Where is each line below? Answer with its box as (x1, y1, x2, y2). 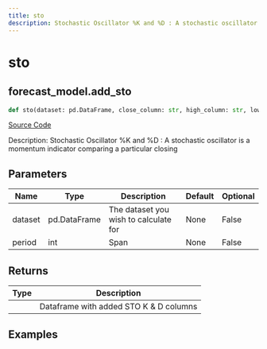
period (12, 237, 37, 248)
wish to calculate (108, 214, 172, 225)
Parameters (8, 167, 68, 180)
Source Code (8, 120, 52, 130)
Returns (8, 264, 49, 277)
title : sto (8, 11, 44, 20)
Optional (221, 191, 255, 202)
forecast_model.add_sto (8, 85, 132, 99)
